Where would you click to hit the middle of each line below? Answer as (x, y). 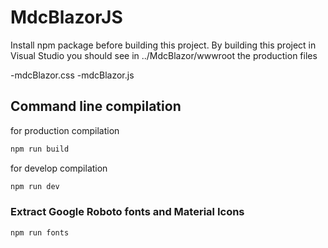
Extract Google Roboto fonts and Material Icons (127, 212)
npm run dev (35, 186)
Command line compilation (96, 106)
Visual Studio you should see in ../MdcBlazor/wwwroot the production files (164, 55)
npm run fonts (40, 232)
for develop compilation (59, 168)
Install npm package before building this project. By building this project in (163, 45)
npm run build (40, 149)
